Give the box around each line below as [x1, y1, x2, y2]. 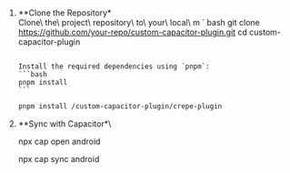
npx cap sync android [17, 154, 100, 165]
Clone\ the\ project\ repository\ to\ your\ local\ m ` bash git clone [17, 17, 261, 28]
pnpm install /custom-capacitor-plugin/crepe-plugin [17, 102, 223, 111]
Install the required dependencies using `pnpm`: [17, 62, 211, 71]
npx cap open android [17, 136, 101, 148]
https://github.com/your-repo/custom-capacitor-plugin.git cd [17, 26, 248, 38]
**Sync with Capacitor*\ [17, 118, 112, 129]
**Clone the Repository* [17, 7, 112, 18]
